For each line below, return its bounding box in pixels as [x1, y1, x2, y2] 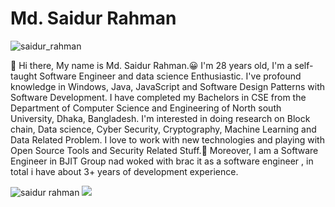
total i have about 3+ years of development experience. [10, 165, 239, 177]
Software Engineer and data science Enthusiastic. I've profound [39, 70, 302, 82]
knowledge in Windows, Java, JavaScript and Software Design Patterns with [10, 80, 325, 92]
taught [10, 70, 38, 82]
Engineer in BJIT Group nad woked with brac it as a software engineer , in [10, 155, 314, 167]
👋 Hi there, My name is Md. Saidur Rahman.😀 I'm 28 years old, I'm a [10, 59, 293, 71]
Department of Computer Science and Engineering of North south [10, 102, 282, 114]
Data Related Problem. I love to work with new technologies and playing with [10, 133, 325, 146]
